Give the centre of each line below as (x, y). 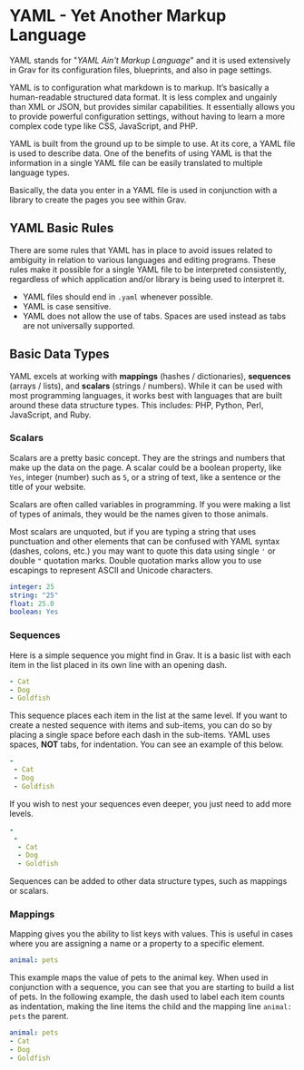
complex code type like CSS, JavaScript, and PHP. (103, 126)
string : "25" (34, 595)
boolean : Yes (34, 612)
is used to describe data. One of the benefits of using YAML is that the (141, 153)
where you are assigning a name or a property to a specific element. (137, 944)
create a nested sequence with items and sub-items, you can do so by (141, 725)
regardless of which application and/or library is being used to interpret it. (147, 279)
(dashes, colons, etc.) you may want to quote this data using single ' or (142, 551)
